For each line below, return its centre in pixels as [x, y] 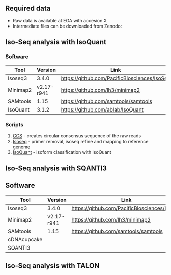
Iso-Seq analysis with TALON [52, 266]
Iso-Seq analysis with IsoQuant [56, 42]
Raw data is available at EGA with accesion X [60, 20]
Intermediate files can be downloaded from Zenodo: [67, 26]
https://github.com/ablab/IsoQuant [102, 109]
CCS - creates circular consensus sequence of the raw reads [77, 136]
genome [21, 147]
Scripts [15, 125]
